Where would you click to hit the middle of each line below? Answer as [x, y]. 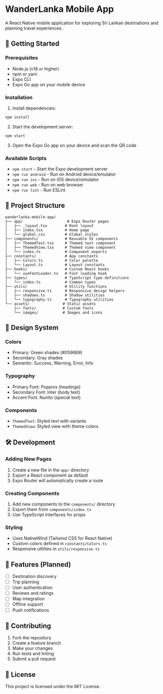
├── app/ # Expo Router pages [57, 221]
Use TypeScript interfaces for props [49, 515]
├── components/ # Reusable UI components [62, 239]
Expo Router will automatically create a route [58, 480]
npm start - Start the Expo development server [60, 169]
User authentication [32, 588]
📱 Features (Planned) [38, 564]
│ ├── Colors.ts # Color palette [52, 260]
